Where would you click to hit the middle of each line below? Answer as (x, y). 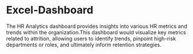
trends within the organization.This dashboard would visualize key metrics (96, 32)
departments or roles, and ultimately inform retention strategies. (84, 45)
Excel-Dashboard (50, 10)
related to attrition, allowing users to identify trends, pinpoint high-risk (91, 38)
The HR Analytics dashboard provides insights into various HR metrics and (97, 26)
